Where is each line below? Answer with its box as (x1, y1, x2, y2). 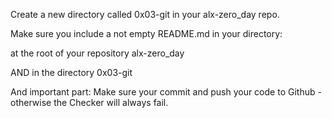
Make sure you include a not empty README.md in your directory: (10, 28, 283, 39)
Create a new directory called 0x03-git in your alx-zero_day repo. (10, 9, 280, 20)
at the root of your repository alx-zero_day (10, 47, 185, 59)
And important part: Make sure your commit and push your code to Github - (10, 86, 322, 98)
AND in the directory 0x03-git (10, 67, 133, 78)
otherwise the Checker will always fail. (10, 97, 169, 108)
